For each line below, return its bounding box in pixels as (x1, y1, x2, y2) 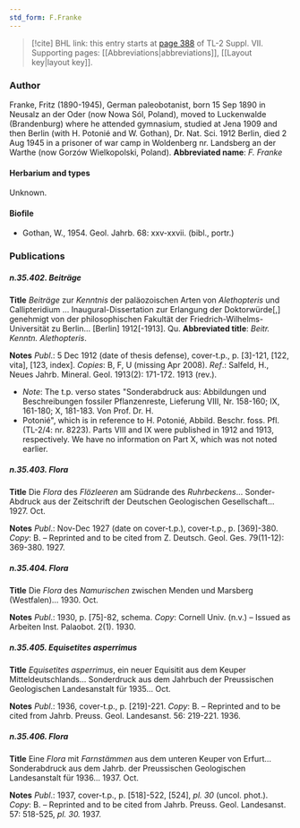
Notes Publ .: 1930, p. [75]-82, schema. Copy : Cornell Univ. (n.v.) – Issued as (9, 612, 291, 623)
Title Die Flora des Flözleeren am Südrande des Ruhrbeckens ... (9, 487, 244, 498)
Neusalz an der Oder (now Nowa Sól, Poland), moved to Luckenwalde (9, 108, 267, 119)
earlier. (21, 444, 48, 455)
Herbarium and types (9, 167, 91, 178)
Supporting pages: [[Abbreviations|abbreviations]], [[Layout (30, 47, 253, 58)
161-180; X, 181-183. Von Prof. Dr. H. (21, 405, 154, 416)
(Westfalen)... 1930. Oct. (9, 594, 99, 605)
